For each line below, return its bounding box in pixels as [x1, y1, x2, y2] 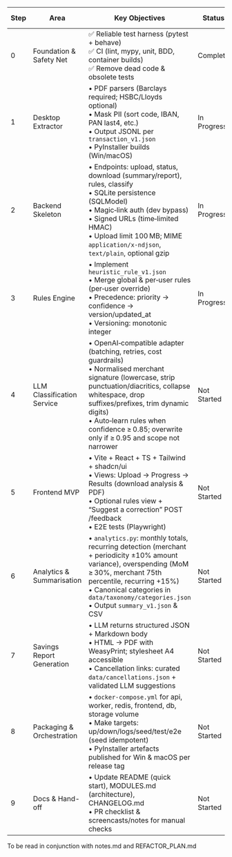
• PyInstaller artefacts [88, 744, 159, 753]
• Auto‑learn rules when [88, 416, 166, 425]
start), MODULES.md [88, 781, 157, 790]
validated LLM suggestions [88, 681, 176, 690]
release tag [88, 761, 125, 771]
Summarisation [32, 576, 82, 585]
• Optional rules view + [88, 497, 163, 505]
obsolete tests [88, 73, 135, 81]
